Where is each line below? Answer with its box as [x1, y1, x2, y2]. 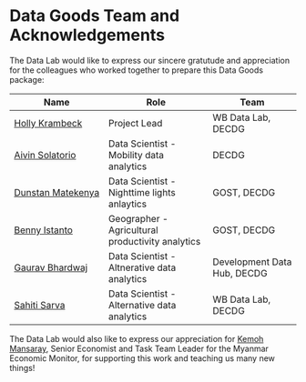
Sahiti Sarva [14, 298, 66, 311]
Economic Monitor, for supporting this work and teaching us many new [9, 352, 276, 364]
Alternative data [107, 298, 177, 311]
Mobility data [107, 148, 165, 161]
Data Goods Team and [9, 5, 180, 26]
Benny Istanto [14, 224, 73, 236]
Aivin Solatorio [14, 148, 76, 161]
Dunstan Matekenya [14, 186, 100, 198]
